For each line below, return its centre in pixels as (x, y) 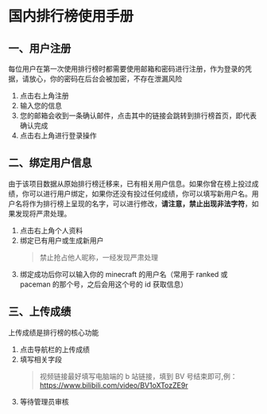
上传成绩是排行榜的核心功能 (54, 332)
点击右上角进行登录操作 (58, 135)
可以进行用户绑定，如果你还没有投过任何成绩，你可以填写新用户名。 (140, 193)
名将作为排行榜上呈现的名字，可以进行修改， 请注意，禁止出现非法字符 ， (133, 203)
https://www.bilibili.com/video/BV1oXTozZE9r (114, 385)
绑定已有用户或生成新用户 (62, 240)
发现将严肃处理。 (43, 213)
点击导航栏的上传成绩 (54, 349)
